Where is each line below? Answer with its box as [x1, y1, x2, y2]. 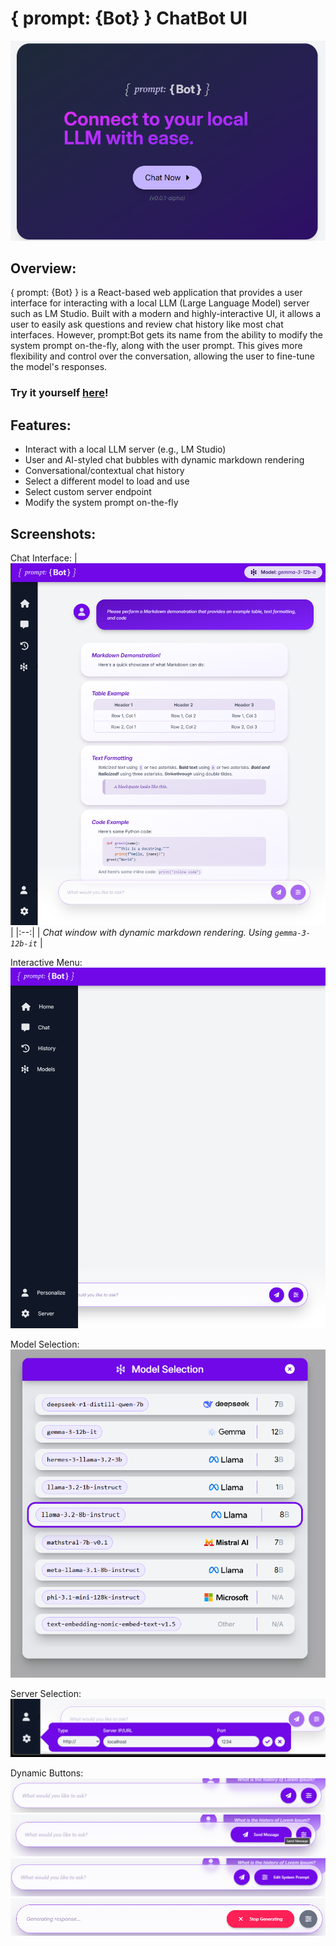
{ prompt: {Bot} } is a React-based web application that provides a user [10, 287, 303, 299]
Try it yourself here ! [10, 386, 109, 400]
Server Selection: [10, 1688, 82, 1700]
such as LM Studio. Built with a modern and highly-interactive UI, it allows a [10, 308, 322, 320]
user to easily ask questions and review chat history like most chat [10, 318, 284, 331]
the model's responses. [10, 361, 108, 373]
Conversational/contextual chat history [24, 465, 185, 477]
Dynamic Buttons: [10, 1767, 84, 1779]
